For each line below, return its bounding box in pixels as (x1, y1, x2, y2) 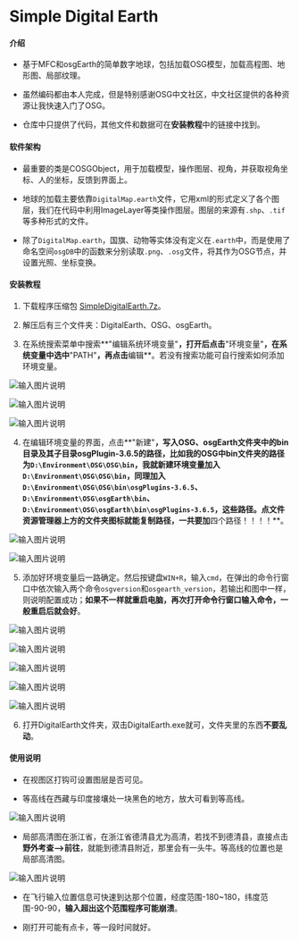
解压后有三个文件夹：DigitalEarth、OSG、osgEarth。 (21, 319, 217, 330)
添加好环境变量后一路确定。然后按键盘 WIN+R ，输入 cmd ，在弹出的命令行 (21, 572, 282, 583)
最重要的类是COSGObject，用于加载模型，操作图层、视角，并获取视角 (21, 163, 281, 173)
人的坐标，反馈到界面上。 (37, 174, 132, 185)
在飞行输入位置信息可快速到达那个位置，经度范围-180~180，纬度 (21, 892, 261, 902)
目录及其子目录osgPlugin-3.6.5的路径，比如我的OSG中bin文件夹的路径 (21, 448, 286, 458)
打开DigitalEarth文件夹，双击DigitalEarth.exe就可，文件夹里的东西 (21, 719, 264, 730)
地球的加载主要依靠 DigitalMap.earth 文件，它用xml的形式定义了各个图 (21, 193, 279, 204)
